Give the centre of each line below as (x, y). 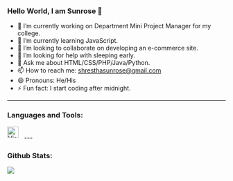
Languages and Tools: (45, 115)
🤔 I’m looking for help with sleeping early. (76, 55)
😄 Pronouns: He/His (46, 80)
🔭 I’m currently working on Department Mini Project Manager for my (114, 26)
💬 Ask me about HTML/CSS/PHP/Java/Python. (84, 63)
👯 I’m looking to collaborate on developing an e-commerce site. (108, 48)
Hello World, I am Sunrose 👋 (55, 11)
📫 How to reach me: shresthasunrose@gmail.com (89, 70)
